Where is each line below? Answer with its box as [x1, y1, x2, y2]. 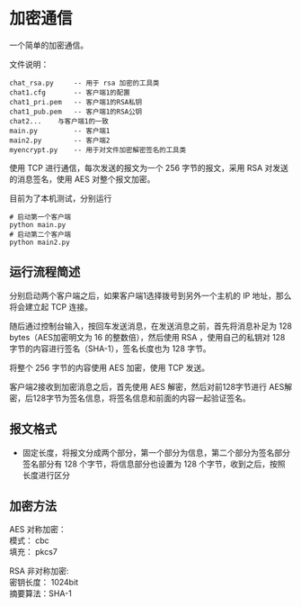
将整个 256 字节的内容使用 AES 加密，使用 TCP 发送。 [9, 362, 209, 373]
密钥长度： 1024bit [9, 577, 79, 588]
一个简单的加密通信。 [9, 40, 88, 50]
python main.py [9, 220, 66, 230]
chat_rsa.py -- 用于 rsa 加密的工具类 [9, 78, 160, 87]
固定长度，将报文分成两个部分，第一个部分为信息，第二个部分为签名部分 [22, 447, 290, 458]
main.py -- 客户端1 [9, 126, 111, 135]
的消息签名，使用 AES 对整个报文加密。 [9, 173, 155, 185]
